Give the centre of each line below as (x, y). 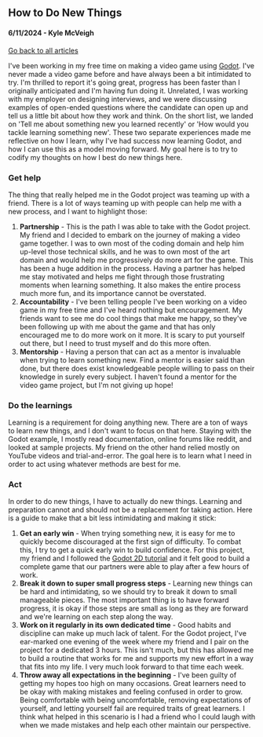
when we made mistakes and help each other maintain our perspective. (135, 725)
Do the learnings (40, 405)
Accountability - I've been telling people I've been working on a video (133, 301)
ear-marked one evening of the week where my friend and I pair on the (134, 642)
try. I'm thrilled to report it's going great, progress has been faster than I (124, 82)
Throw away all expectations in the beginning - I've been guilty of (128, 675)
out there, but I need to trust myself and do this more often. (115, 343)
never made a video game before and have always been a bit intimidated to (130, 74)
